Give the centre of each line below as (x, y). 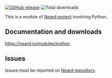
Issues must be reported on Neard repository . (50, 70)
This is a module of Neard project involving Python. (56, 17)
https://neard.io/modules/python (38, 43)
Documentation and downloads (53, 32)
